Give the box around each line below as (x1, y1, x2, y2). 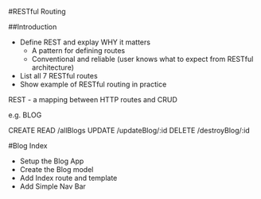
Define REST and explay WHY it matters (19, 37, 151, 47)
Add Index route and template (19, 174, 118, 182)
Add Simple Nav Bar (19, 182, 86, 191)
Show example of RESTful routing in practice (19, 79, 167, 89)
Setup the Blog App (19, 156, 84, 166)
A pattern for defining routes (31, 46, 126, 55)
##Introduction (8, 22, 57, 31)
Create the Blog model (19, 165, 94, 174)
